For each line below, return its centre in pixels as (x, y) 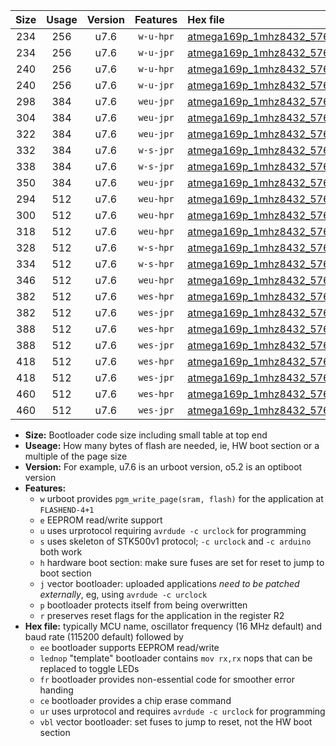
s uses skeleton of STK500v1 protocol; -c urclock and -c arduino (175, 541)
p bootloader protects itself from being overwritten (143, 605)
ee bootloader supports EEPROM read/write (129, 647)
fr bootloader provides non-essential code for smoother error (167, 679)
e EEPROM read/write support (101, 520)
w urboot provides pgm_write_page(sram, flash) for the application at (181, 498)
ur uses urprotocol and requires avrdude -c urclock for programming (182, 711)
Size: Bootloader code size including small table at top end (146, 435)
